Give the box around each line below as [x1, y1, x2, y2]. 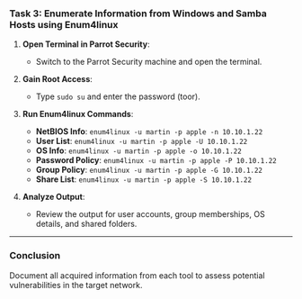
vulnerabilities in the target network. [9, 279, 143, 290]
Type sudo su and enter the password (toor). [35, 91, 200, 102]
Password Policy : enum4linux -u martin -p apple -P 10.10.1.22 [35, 155, 277, 166]
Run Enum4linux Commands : [22, 109, 134, 120]
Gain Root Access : [22, 74, 93, 85]
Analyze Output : [22, 192, 85, 203]
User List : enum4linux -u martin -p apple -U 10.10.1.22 [35, 136, 248, 147]
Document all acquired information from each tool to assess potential [9, 269, 265, 281]
